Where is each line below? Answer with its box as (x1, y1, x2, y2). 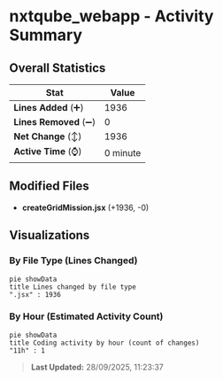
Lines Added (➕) (13, 102, 84, 113)
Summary (9, 25, 82, 45)
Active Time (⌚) (13, 145, 82, 157)
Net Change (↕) (13, 130, 82, 143)
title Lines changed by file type (9, 282, 137, 292)
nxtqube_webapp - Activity (9, 6, 214, 27)
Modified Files (9, 179, 90, 194)
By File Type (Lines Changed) (9, 254, 138, 267)
